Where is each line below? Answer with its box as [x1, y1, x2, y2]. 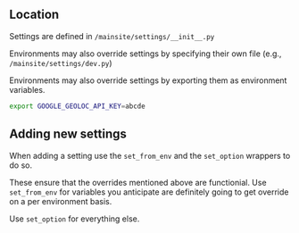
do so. [9, 160, 33, 171]
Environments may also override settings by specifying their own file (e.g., [9, 48, 282, 59]
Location [9, 7, 60, 22]
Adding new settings [9, 127, 128, 142]
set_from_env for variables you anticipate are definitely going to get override [9, 187, 289, 197]
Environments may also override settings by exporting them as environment [9, 75, 287, 86]
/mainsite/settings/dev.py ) [9, 57, 113, 68]
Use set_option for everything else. [9, 213, 140, 224]
